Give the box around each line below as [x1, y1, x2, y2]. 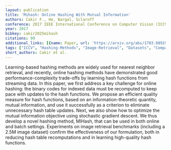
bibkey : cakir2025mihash [5, 31, 58, 36]
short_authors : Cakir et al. [5, 50, 67, 55]
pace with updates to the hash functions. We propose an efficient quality [5, 91, 158, 97]
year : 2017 [5, 26, 28, 32]
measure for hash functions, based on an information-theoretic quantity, [5, 96, 157, 102]
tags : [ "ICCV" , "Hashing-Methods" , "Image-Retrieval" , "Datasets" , [5, 45, 152, 50]
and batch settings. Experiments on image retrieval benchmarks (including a [5, 123, 165, 130]
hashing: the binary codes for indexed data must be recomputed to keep [5, 85, 157, 92]
